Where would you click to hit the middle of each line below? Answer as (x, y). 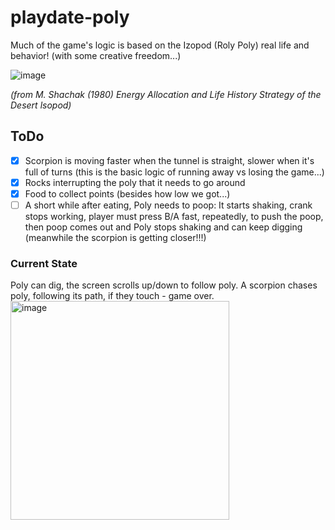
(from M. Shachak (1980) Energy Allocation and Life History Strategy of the (166, 94)
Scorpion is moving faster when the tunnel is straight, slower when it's (169, 160)
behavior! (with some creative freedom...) (96, 55)
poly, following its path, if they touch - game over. (112, 296)
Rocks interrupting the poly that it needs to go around (135, 182)
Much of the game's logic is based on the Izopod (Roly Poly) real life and (160, 45)
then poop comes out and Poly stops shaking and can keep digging (163, 227)
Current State (44, 263)
